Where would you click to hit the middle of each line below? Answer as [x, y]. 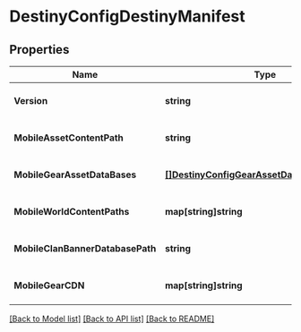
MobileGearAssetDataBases [75, 175]
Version [31, 101]
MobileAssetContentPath [69, 138]
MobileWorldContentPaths [72, 212]
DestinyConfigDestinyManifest [128, 17]
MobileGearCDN [49, 285]
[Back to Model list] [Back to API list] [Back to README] [112, 319]
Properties [39, 50]
